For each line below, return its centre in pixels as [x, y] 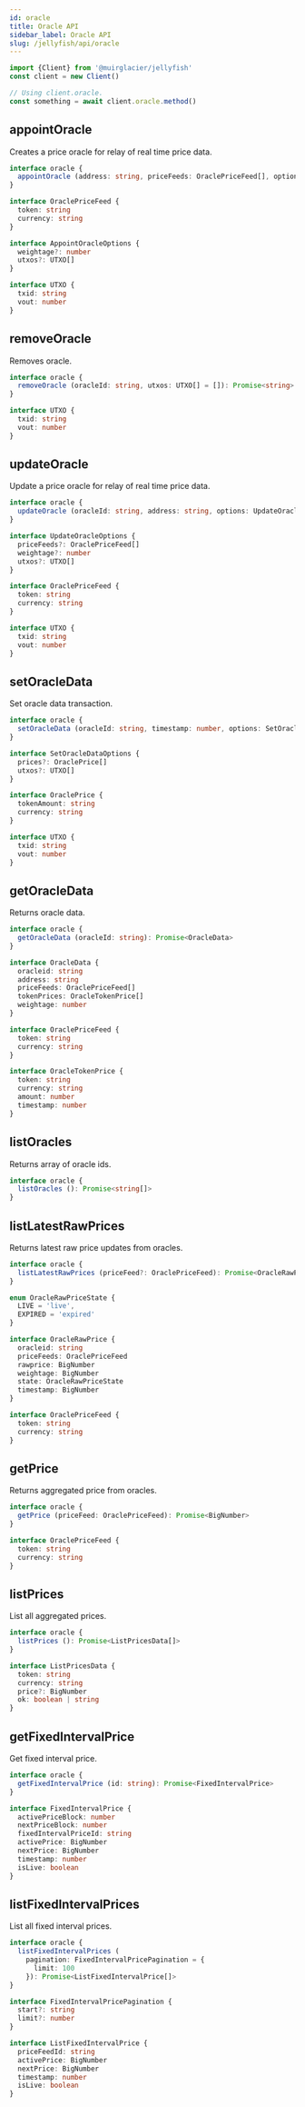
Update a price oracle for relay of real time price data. [110, 486]
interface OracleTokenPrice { [67, 1072]
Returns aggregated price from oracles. [83, 1491]
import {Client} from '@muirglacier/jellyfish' [101, 68]
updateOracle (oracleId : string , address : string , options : [133, 511]
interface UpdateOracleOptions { [73, 536]
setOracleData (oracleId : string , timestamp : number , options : [139, 729]
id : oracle [30, 18]
